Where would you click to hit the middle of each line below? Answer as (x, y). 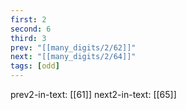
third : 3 (28, 38)
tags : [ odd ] (35, 66)
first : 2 (28, 19)
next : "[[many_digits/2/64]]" (73, 57)
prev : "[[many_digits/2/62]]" (73, 47)
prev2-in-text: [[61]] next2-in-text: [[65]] (93, 94)
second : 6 (31, 29)
